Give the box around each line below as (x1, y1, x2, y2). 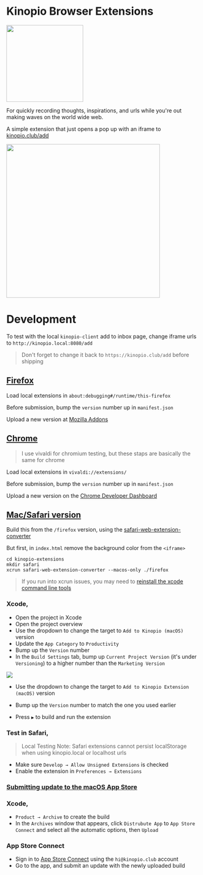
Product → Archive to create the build (15, 813, 110, 821)
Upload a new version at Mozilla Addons (6, 415, 109, 423)
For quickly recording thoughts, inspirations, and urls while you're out (6, 106, 182, 114)
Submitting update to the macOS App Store (6, 782, 138, 791)
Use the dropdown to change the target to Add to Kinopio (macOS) (15, 627, 184, 634)
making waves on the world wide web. (6, 113, 104, 120)
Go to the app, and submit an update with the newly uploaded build (15, 862, 185, 869)
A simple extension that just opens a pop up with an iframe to (6, 125, 161, 133)
